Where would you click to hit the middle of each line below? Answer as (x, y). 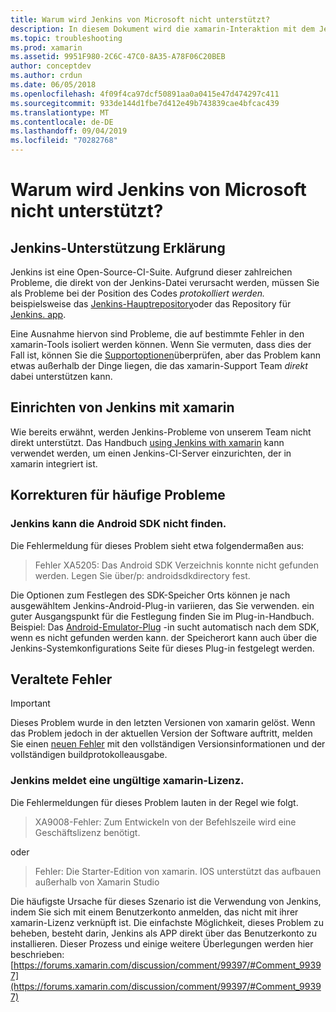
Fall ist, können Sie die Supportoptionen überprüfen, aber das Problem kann (165, 355)
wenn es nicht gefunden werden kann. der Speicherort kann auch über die (164, 637)
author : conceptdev (51, 66)
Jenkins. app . (38, 314)
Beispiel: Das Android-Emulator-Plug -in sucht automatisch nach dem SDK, (165, 627)
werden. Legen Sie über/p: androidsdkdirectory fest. (142, 575)
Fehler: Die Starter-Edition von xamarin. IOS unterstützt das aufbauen (178, 871)
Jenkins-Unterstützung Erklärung (118, 247)
